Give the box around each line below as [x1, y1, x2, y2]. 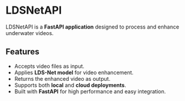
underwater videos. [5, 29, 54, 36]
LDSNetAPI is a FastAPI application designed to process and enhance [5, 23, 180, 30]
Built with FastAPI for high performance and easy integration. [14, 87, 166, 95]
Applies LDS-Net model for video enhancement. [14, 69, 134, 76]
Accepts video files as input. [14, 62, 85, 70]
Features [5, 47, 40, 57]
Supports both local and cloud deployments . [14, 81, 126, 89]
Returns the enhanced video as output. [14, 75, 111, 82]
